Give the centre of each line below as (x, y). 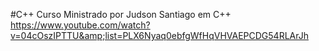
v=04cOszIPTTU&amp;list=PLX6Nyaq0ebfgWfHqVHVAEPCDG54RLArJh (159, 35)
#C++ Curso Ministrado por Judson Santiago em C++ (121, 14)
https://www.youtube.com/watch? (80, 25)
